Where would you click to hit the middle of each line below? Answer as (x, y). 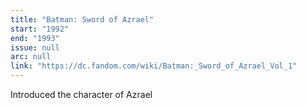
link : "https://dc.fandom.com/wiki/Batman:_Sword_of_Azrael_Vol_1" (154, 66)
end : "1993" (35, 38)
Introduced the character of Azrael (81, 94)
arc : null (31, 57)
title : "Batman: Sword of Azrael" (82, 19)
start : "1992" (40, 29)
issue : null (35, 47)
